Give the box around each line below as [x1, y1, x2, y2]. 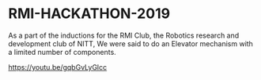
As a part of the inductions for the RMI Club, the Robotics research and [8, 31, 240, 40]
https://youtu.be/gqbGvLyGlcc [8, 62, 108, 71]
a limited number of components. [8, 47, 116, 56]
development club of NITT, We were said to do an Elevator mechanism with [8, 38, 253, 48]
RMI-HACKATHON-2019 [8, 5, 171, 23]
